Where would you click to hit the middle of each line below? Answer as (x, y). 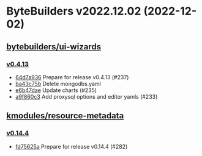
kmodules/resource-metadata (65, 116)
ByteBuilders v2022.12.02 (74, 11)
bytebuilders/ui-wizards (54, 47)
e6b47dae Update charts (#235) (56, 90)
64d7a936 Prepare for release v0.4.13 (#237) (72, 77)
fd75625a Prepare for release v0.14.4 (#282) (71, 146)
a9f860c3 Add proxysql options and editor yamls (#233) (86, 96)
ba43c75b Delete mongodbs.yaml (58, 83)
